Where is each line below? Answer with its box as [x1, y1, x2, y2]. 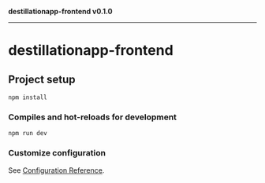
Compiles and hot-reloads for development [8, 112, 177, 123]
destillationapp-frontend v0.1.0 [8, 7, 113, 16]
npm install [8, 93, 47, 101]
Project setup [8, 72, 77, 86]
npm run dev [8, 130, 47, 137]
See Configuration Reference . [8, 165, 105, 175]
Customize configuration [8, 148, 106, 159]
